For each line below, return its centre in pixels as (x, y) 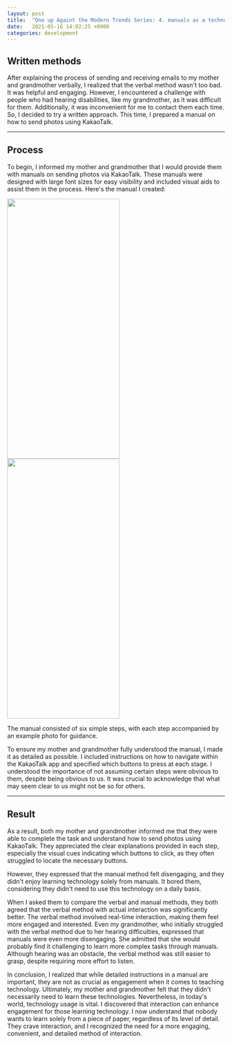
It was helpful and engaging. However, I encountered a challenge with (106, 93)
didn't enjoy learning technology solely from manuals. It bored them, (104, 881)
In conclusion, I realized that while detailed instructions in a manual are (108, 974)
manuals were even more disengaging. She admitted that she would (104, 939)
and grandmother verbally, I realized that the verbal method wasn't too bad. (115, 85)
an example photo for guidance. (52, 736)
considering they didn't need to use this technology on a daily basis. (104, 889)
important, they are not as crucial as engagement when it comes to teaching (116, 982)
